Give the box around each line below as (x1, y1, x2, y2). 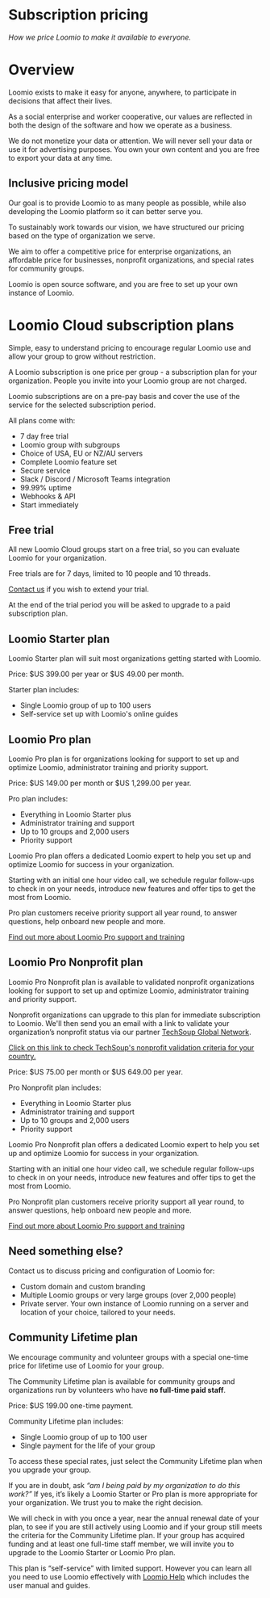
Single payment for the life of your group (19, 1440, 156, 1450)
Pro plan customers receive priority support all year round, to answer (8, 908, 238, 918)
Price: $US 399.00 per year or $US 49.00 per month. (8, 669, 185, 679)
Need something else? (8, 1244, 123, 1258)
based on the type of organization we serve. (8, 230, 156, 240)
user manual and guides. (8, 1580, 90, 1590)
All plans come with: (8, 415, 76, 425)
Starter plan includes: (8, 685, 80, 695)
